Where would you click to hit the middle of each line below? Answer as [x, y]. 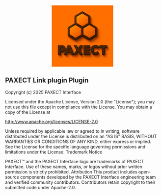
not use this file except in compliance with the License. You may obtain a [79, 107]
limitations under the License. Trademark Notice [54, 152]
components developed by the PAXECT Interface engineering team [88, 177]
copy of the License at [28, 112]
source [12, 177]
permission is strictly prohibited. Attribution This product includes [71, 171]
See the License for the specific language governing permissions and [75, 146]
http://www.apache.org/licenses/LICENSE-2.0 [52, 122]
